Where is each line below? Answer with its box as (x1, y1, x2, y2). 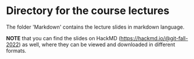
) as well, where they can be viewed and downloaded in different (18, 41, 175, 48)
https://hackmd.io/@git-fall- (120, 34, 188, 41)
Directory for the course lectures (6, 4, 169, 18)
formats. (6, 47, 26, 54)
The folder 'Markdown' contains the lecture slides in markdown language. (6, 23, 185, 30)
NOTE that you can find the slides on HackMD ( (6, 34, 121, 41)
